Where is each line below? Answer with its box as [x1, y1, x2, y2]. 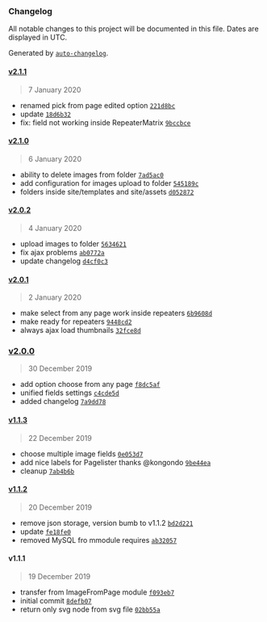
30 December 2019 [27, 364, 93, 373]
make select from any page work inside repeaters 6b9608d [19, 309, 212, 318]
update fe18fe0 [19, 527, 71, 536]
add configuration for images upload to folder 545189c [19, 178, 199, 187]
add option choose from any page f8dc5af [19, 380, 161, 389]
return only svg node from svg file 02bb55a [19, 604, 161, 615]
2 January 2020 [27, 292, 82, 302]
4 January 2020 [27, 223, 82, 233]
